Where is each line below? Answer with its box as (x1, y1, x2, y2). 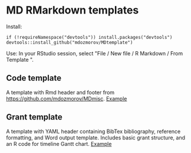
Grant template (6, 112, 63, 122)
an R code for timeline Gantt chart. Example (6, 140, 112, 147)
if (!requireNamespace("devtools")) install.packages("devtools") (6, 34, 173, 40)
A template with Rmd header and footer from (6, 89, 115, 96)
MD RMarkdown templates (6, 4, 139, 17)
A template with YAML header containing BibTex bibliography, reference (6, 128, 181, 135)
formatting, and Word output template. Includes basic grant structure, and (6, 134, 186, 141)
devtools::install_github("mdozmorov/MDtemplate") (6, 39, 133, 45)
